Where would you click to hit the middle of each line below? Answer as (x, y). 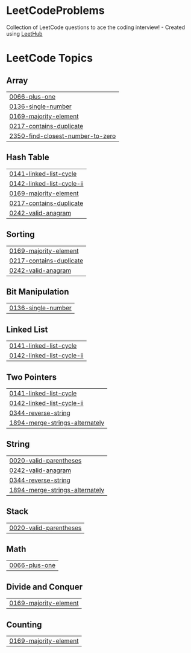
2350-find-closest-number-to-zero (63, 135)
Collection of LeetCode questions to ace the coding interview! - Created (96, 27)
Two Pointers (32, 377)
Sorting (20, 234)
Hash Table (28, 158)
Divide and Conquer (45, 587)
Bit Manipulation (38, 292)
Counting (24, 624)
